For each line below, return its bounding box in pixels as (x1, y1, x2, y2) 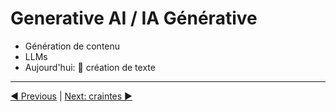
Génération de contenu (24, 40, 121, 52)
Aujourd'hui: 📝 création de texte (24, 61, 156, 73)
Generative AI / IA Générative (10, 7, 258, 30)
